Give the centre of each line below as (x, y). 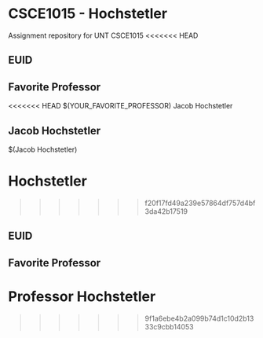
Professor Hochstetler (82, 296)
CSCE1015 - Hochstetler (88, 14)
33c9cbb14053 (169, 326)
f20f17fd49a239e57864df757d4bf (200, 203)
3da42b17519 (166, 211)
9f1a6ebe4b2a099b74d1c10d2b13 (199, 318)
